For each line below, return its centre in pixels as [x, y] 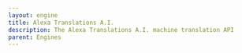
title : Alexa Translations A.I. [61, 23]
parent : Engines [35, 37]
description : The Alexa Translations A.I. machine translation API [121, 30]
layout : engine [33, 15]
